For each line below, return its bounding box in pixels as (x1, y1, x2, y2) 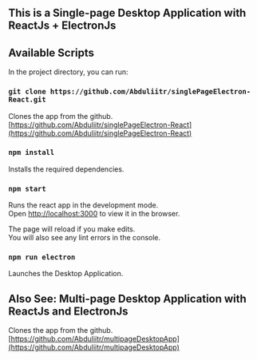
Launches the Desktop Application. (8, 269, 124, 279)
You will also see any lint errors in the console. (8, 233, 161, 243)
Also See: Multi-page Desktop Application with (8, 291, 247, 306)
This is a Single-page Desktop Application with (8, 6, 247, 20)
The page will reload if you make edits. (8, 224, 136, 234)
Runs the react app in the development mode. (8, 200, 159, 210)
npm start (8, 184, 46, 193)
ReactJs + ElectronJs (8, 19, 117, 33)
